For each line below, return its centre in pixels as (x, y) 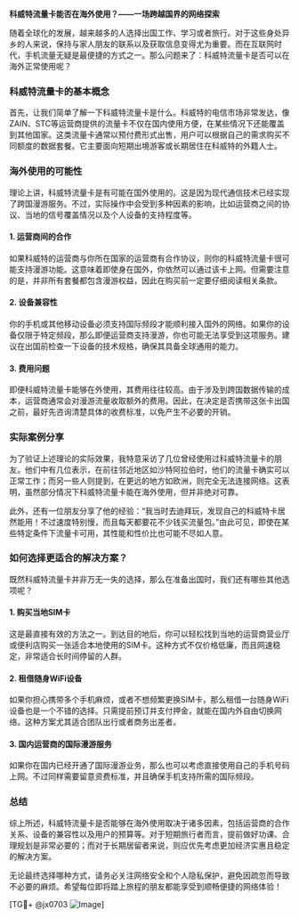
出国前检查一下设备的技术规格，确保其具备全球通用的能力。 (133, 346)
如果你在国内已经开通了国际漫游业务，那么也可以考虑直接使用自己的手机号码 (149, 766)
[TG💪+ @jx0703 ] (57, 904)
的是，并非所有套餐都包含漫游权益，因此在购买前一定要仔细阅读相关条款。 (145, 280)
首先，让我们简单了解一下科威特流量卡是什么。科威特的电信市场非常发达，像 (149, 113)
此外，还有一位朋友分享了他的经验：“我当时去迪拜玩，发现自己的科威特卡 (144, 510)
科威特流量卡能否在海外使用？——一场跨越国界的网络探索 (114, 14)
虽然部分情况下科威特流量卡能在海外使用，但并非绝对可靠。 (133, 491)
